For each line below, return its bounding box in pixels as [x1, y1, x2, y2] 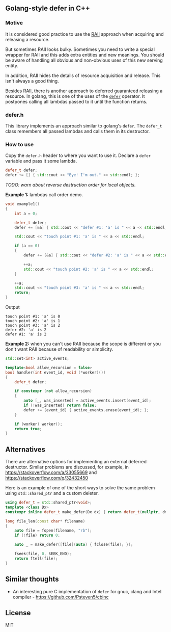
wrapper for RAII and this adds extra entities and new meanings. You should [5, 51, 164, 58]
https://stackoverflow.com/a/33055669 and [5, 469, 97, 476]
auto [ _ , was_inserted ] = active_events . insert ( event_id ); [23, 398, 152, 403]
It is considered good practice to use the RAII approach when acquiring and [5, 31, 164, 37]
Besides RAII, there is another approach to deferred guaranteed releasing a [5, 88, 163, 94]
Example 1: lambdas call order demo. [5, 192, 83, 198]
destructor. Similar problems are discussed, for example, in [5, 464, 129, 470]
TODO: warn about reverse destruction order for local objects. [5, 182, 136, 188]
